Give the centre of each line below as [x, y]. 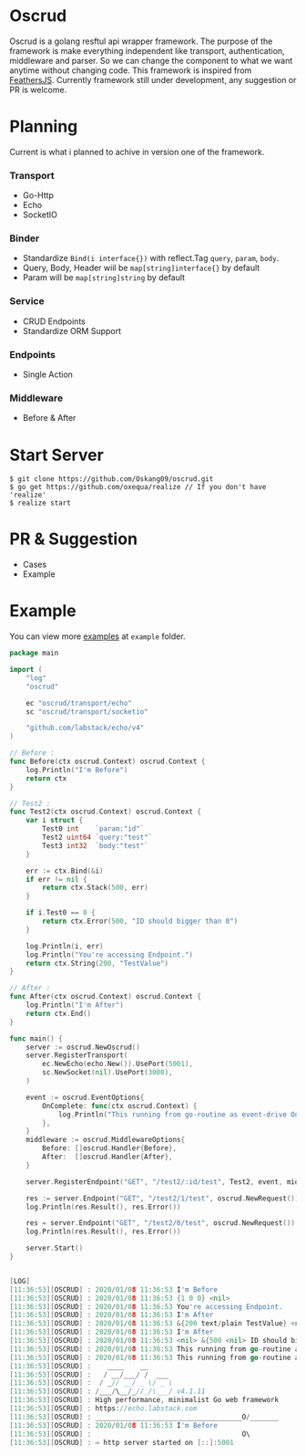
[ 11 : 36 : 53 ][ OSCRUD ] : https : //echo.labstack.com [103, 1409]
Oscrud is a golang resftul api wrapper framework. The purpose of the [141, 41]
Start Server [57, 455]
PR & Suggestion [74, 539]
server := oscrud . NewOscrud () [83, 1047]
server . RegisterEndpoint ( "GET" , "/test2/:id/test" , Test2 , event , [154, 1182]
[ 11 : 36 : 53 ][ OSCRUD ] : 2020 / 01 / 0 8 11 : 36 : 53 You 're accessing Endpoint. [146, 1306]
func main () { [36, 1038]
